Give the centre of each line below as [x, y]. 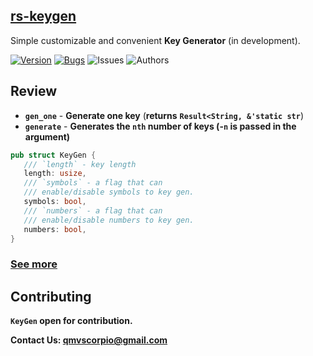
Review [34, 91]
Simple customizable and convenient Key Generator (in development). [155, 40]
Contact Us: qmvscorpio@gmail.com [89, 340]
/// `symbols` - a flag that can [93, 183]
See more [34, 264]
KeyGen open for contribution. [71, 321]
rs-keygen [43, 16]
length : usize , [55, 174]
